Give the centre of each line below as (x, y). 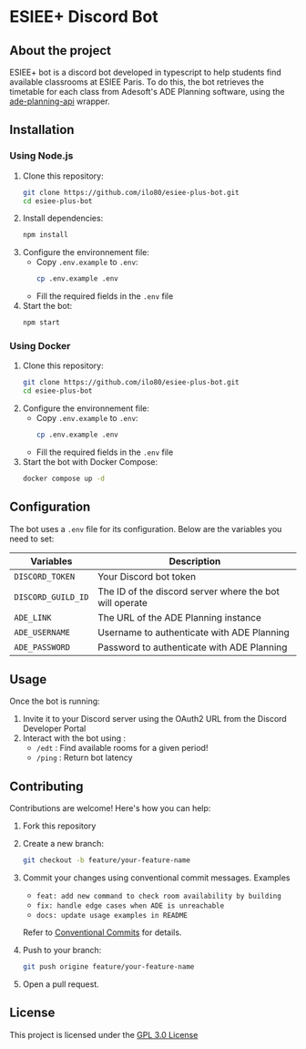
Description (195, 560)
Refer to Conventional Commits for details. (102, 932)
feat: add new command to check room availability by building (159, 896)
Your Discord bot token (147, 576)
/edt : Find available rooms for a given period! (122, 748)
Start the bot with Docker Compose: (90, 461)
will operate (122, 602)
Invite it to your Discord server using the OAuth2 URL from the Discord (154, 719)
